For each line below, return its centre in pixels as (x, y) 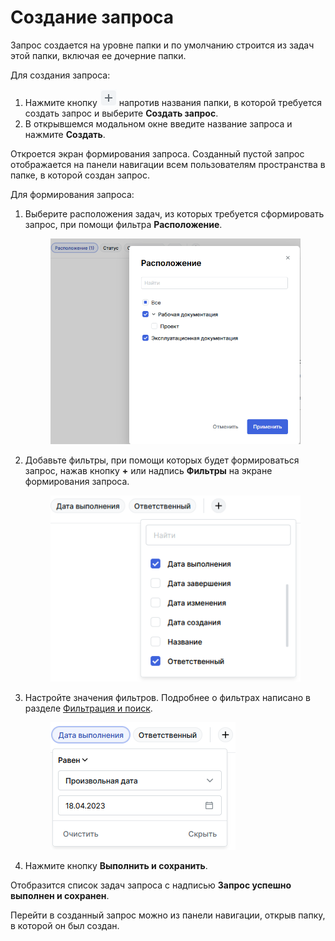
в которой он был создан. (65, 925)
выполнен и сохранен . (60, 895)
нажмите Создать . (65, 134)
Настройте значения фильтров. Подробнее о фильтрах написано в (167, 697)
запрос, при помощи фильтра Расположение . (123, 224)
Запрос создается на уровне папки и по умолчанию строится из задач (162, 45)
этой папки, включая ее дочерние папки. (98, 55)
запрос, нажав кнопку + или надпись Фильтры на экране (148, 471)
